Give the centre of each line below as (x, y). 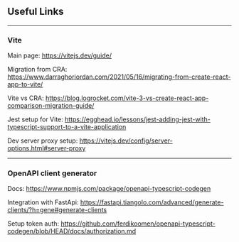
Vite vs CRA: (26, 98)
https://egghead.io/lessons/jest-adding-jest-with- (138, 119)
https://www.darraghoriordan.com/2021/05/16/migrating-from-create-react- (119, 77)
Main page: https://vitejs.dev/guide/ (60, 55)
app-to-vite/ (25, 84)
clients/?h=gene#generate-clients (57, 210)
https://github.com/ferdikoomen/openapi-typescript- (138, 224)
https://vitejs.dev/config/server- (126, 141)
